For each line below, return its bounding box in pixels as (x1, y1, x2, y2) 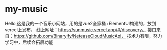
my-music (5, 3, 48, 15)
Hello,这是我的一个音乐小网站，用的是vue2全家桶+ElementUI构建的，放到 (5, 20, 156, 26)
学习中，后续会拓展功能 (5, 39, 53, 45)
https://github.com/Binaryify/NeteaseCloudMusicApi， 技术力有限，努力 (14, 33, 162, 39)
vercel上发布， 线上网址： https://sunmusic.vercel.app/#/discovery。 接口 (5, 26, 156, 33)
